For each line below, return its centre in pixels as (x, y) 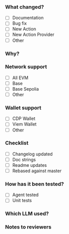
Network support (26, 67)
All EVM (20, 78)
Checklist (17, 143)
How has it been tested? (34, 184)
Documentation (28, 18)
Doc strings (24, 159)
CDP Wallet (24, 118)
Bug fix (19, 23)
